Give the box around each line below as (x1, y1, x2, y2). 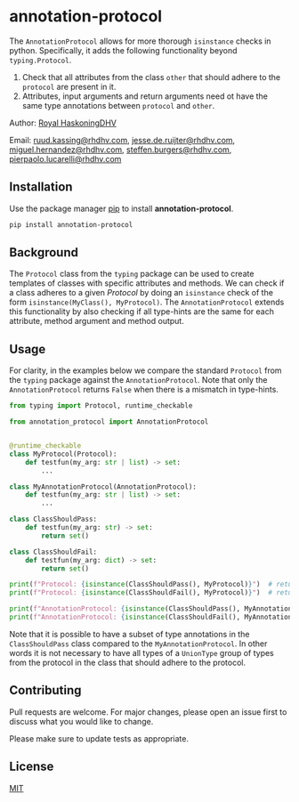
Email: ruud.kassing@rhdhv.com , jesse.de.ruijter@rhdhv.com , (9, 134, 236, 145)
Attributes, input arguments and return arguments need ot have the (21, 91, 269, 101)
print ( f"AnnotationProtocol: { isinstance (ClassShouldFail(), (9, 612, 241, 621)
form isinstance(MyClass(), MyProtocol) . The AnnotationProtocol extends (9, 296, 285, 308)
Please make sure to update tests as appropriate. (9, 733, 190, 744)
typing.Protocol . (9, 54, 72, 65)
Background (9, 245, 78, 260)
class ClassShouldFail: (9, 547, 98, 556)
